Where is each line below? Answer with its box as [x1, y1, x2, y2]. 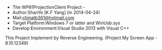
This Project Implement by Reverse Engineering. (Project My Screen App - [5, 35, 158, 41]
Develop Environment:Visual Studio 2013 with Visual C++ [12, 25, 130, 31]
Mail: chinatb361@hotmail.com [12, 15, 75, 20]
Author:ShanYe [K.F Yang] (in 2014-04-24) [12, 9, 100, 15]
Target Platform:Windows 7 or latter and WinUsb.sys [12, 20, 121, 26]
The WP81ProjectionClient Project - [12, 4, 85, 10]
